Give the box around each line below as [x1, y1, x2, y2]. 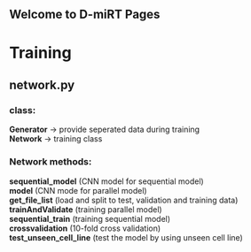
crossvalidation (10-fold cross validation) [9, 223, 161, 233]
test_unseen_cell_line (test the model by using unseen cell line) [9, 232, 244, 242]
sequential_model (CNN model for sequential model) [9, 176, 204, 187]
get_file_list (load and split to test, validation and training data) [9, 195, 239, 205]
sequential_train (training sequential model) [9, 213, 171, 224]
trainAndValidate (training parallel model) [9, 203, 162, 215]
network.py [9, 77, 75, 92]
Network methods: [9, 156, 92, 168]
